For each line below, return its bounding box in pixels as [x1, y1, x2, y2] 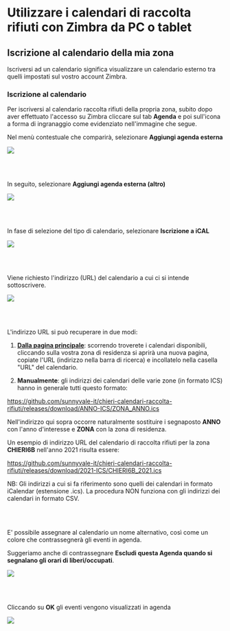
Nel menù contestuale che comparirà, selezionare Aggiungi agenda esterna [7, 133, 223, 142]
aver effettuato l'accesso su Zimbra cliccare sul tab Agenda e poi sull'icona [7, 112, 221, 121]
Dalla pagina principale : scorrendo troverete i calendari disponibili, [16, 341, 207, 350]
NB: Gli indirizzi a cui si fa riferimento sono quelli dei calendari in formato [7, 480, 213, 488]
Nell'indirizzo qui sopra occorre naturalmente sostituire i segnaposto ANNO [7, 418, 221, 426]
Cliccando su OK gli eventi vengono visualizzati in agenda [7, 603, 172, 612]
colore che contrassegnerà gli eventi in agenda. [7, 535, 142, 544]
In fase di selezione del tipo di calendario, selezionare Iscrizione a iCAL [7, 227, 209, 235]
